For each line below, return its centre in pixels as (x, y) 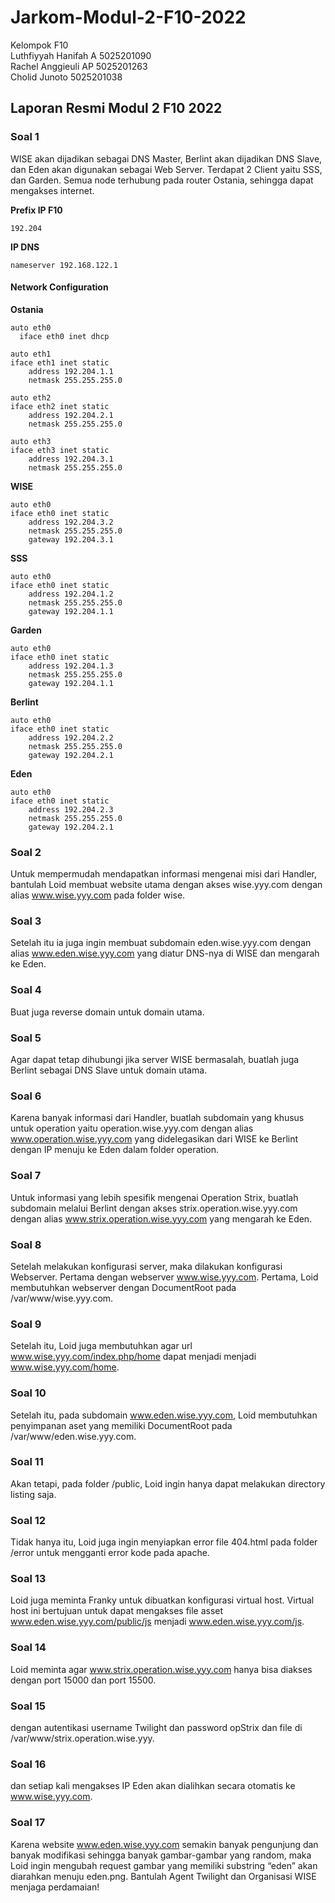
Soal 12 (28, 1520)
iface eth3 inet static (60, 450)
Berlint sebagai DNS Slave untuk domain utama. (109, 1070)
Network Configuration (59, 287)
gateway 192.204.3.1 (71, 539)
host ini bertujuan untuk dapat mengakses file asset (117, 1611)
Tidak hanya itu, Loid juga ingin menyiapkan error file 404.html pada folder (164, 1542)
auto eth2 (31, 397)
